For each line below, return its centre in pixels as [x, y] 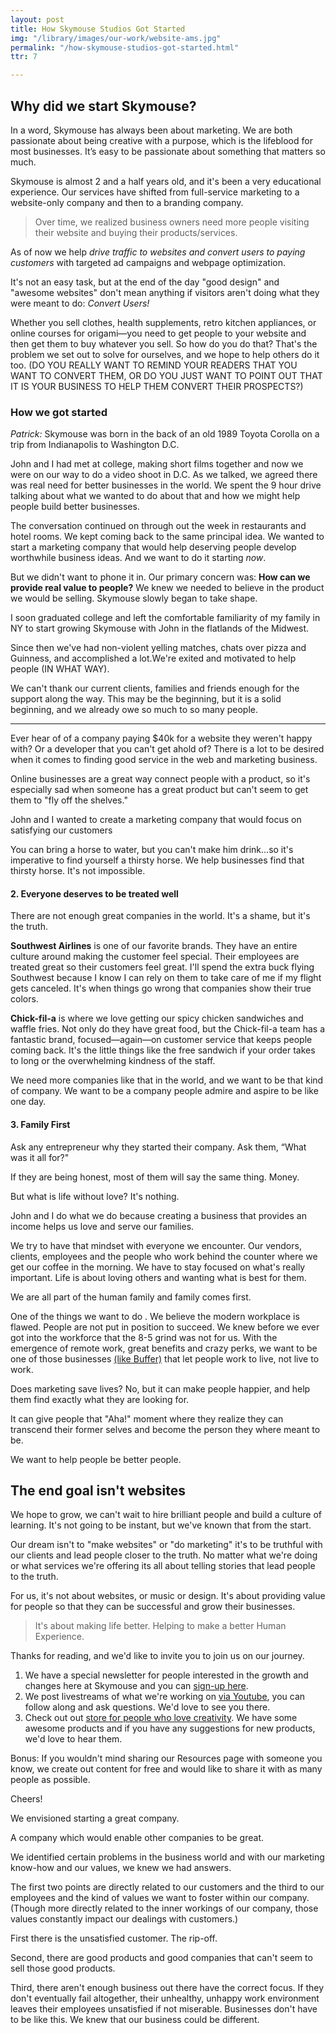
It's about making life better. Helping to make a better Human [160, 1626]
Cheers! [26, 1799]
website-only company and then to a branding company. [127, 202]
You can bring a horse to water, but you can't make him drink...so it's [152, 850]
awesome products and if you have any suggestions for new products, [170, 1728]
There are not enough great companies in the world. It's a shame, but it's [160, 916]
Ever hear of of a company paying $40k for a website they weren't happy [161, 738]
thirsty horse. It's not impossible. [78, 871]
